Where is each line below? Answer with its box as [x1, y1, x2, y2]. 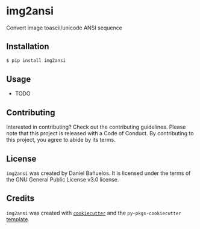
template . [6, 215, 30, 223]
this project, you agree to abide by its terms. [6, 136, 116, 144]
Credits [6, 194, 35, 204]
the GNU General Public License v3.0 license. [6, 176, 119, 183]
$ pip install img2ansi [6, 57, 66, 64]
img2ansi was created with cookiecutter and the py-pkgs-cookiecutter [6, 209, 182, 216]
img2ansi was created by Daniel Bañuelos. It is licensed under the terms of [6, 169, 191, 177]
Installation [6, 41, 49, 52]
